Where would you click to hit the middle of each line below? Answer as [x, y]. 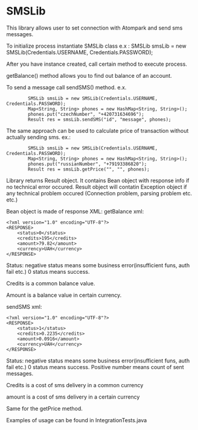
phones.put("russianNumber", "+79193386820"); [88, 164]
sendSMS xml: [24, 306]
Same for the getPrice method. [44, 408]
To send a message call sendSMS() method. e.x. [66, 87]
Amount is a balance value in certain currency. [64, 295]
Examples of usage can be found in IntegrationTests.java [77, 420]
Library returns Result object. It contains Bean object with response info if [98, 180]
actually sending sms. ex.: [39, 137]
